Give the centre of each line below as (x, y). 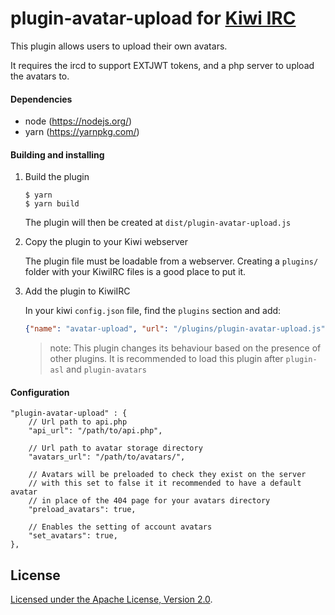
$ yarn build (52, 204)
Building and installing (57, 154)
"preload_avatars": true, (82, 510)
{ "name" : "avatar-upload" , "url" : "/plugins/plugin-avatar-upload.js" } (177, 329)
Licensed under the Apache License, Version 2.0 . (111, 599)
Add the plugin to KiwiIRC (77, 291)
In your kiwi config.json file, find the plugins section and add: (153, 311)
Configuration (40, 392)
